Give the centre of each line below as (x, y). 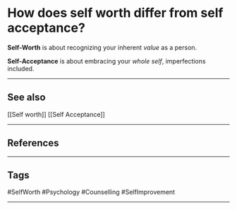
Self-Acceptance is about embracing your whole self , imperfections (107, 61)
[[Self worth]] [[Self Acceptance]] (56, 114)
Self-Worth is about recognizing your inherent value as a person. (102, 47)
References (33, 143)
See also (26, 98)
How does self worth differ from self (115, 13)
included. (21, 68)
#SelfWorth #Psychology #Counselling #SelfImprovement (91, 192)
